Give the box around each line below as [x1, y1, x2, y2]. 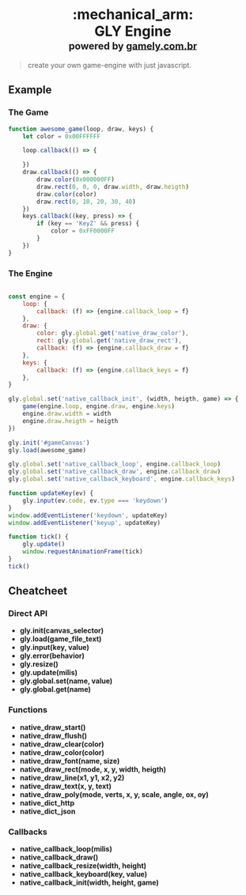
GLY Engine [94, 22, 172, 40]
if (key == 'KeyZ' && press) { [36, 220, 140, 228]
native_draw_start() [19, 722, 86, 732]
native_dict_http [19, 798, 75, 807]
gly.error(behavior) [19, 651, 85, 661]
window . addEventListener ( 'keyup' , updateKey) [8, 519, 161, 527]
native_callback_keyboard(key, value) [19, 870, 148, 879]
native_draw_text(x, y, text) [19, 781, 112, 791]
